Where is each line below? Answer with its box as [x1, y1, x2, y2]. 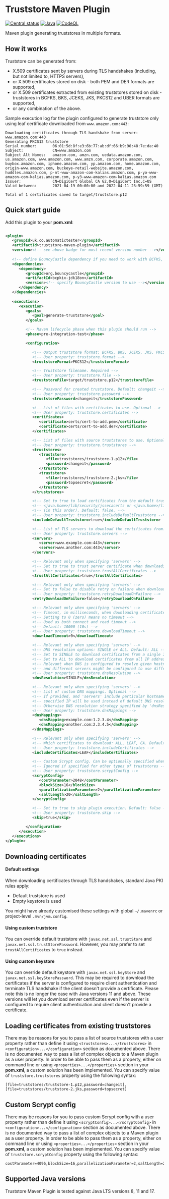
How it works [5, 44, 47, 53]
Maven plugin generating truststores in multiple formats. [5, 30, 122, 36]
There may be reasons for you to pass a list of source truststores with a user [5, 1035, 163, 1041]
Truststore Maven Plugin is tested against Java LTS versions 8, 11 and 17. [5, 1188, 155, 1194]
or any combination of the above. [12, 105, 81, 112]
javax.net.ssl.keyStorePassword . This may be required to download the [5, 975, 154, 981]
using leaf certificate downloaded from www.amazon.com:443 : [5, 120, 129, 127]
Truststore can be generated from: [5, 58, 77, 64]
